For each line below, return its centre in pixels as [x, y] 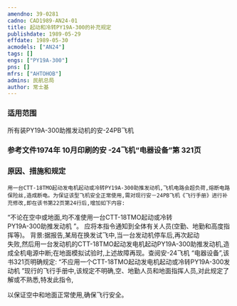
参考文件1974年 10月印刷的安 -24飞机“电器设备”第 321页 [104, 151]
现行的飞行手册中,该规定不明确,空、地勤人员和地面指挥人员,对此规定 [124, 270]
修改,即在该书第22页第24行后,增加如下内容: [69, 203]
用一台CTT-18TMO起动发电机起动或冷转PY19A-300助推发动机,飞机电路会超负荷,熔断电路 [118, 188]
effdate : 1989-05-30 [38, 41]
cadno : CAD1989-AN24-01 [43, 21]
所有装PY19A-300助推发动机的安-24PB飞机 [71, 130]
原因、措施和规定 [37, 171]
